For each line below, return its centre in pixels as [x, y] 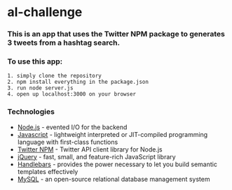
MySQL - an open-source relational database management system [114, 179]
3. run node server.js [40, 88]
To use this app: [35, 61]
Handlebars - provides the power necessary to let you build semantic [117, 164]
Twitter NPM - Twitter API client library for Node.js [90, 149]
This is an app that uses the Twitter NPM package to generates [116, 34]
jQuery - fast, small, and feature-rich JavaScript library [97, 156]
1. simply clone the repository [54, 76]
